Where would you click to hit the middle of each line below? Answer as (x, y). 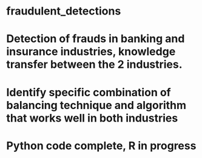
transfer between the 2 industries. (95, 64)
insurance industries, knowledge (91, 52)
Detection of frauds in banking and (96, 39)
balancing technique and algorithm (96, 105)
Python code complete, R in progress (101, 146)
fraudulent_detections (64, 11)
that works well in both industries (92, 118)
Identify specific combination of (89, 92)
